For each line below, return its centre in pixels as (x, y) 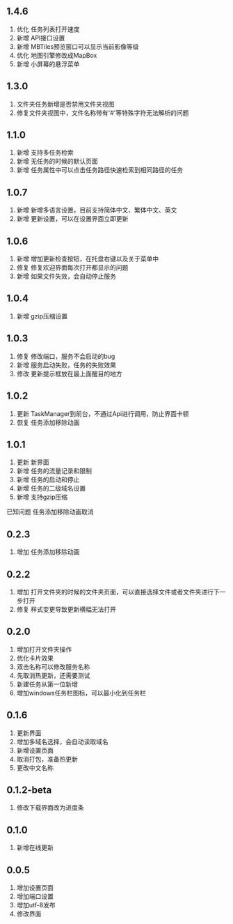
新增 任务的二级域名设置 (51, 488)
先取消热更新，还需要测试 (53, 675)
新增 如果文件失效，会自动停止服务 (66, 276)
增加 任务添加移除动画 (48, 552)
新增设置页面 (35, 750)
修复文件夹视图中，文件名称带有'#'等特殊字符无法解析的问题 (103, 113)
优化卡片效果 (35, 658)
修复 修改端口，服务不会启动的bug (66, 356)
